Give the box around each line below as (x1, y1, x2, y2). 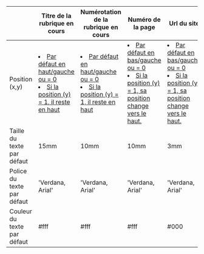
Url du (169, 19, 187, 27)
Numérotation (80, 8, 121, 16)
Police (9, 167, 27, 175)
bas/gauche (127, 56, 162, 64)
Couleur (9, 207, 32, 215)
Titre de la (41, 12, 72, 20)
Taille (9, 127, 25, 135)
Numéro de (127, 15, 161, 24)
